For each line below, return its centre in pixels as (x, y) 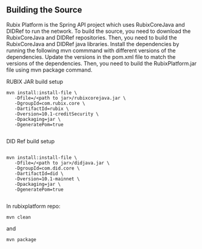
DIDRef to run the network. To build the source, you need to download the (99, 31)
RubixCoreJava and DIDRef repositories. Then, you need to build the (92, 37)
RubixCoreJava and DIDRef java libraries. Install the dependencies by (93, 44)
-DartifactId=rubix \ (42, 109)
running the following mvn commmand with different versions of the (91, 50)
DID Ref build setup (31, 141)
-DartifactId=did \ (39, 173)
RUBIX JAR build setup (35, 81)
